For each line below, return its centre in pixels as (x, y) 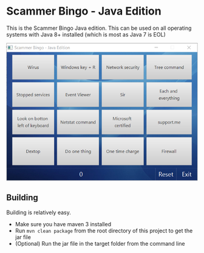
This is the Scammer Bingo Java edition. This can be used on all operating (99, 28)
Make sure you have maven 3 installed (63, 224)
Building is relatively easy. (39, 212)
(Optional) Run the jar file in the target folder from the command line (100, 243)
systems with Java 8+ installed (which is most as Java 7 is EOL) (86, 34)
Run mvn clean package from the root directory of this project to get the (104, 230)
